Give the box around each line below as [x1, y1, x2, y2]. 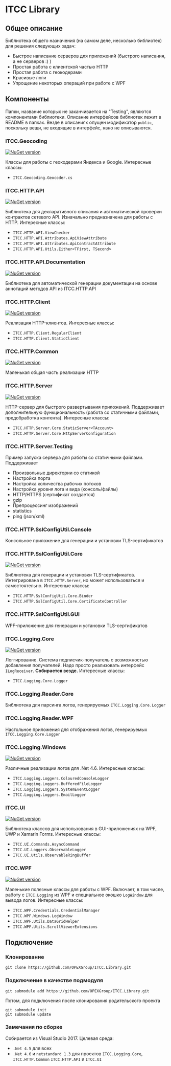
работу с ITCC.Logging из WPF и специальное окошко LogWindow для [5, 892, 153, 898]
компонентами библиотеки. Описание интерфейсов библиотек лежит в [5, 114, 162, 120]
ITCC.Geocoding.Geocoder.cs [12, 175, 72, 181]
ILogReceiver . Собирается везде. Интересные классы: [5, 668, 125, 674]
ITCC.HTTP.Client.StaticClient [12, 336, 80, 341]
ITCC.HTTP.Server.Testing [5, 442, 73, 450]
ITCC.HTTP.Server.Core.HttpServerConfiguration [12, 431, 116, 436]
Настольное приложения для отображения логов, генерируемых [5, 726, 148, 732]
